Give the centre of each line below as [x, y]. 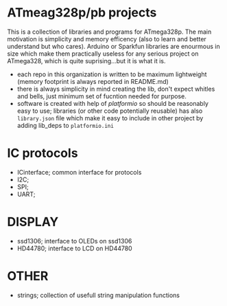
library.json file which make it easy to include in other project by [110, 118]
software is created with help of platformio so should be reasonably [113, 103]
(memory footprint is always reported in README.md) [93, 81]
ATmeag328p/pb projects [82, 13]
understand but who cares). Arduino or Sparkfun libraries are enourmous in [114, 46]
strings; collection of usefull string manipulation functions [98, 295]
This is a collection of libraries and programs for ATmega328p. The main [109, 32]
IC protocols [43, 153]
